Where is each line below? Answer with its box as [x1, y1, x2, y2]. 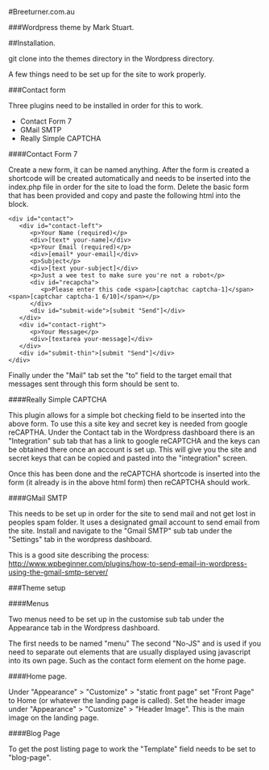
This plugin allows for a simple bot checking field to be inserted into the [8, 410, 246, 419]
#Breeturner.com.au [8, 7, 75, 16]
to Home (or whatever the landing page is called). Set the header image [8, 696, 246, 705]
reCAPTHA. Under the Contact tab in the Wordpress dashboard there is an [8, 427, 255, 437]
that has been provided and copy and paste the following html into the [8, 191, 241, 200]
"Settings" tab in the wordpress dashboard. [8, 535, 152, 544]
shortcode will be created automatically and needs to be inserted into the [8, 174, 251, 183]
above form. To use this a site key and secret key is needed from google [8, 419, 248, 428]
